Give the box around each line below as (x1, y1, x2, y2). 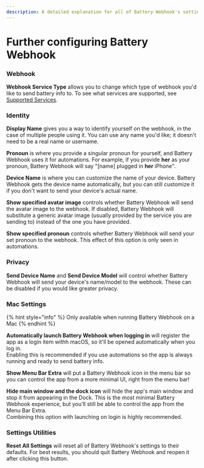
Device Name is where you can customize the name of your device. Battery (6, 174, 195, 182)
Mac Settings (6, 299, 47, 308)
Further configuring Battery (6, 35, 149, 48)
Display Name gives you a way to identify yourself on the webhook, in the (6, 125, 191, 132)
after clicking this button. (6, 455, 69, 463)
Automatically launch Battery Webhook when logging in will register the (6, 332, 190, 339)
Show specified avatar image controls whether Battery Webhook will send (6, 199, 194, 206)
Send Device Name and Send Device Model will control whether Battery (6, 272, 188, 279)
